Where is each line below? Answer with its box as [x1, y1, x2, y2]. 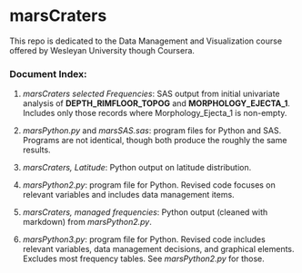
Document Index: [9, 67, 87, 80]
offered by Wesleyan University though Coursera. [9, 44, 196, 55]
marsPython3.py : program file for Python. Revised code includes [22, 234, 266, 245]
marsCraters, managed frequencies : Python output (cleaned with [22, 207, 268, 218]
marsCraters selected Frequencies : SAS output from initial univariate [22, 88, 280, 100]
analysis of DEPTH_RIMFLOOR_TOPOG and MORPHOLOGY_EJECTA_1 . [22, 98, 291, 109]
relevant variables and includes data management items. [22, 190, 235, 200]
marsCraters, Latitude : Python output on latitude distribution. [22, 162, 252, 173]
